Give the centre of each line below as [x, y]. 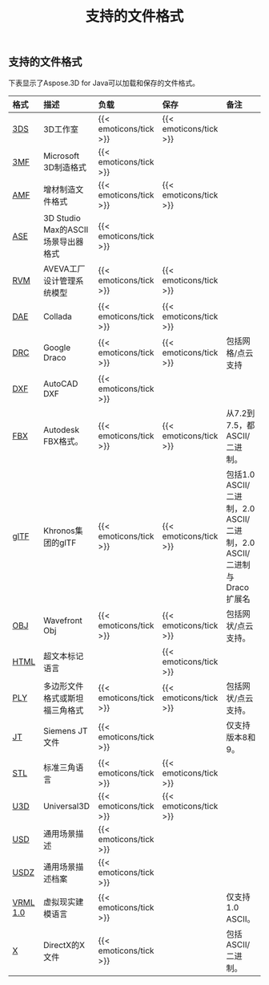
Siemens [59, 731]
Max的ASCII [66, 230]
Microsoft [61, 156]
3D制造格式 [64, 167]
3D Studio [62, 218]
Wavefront [62, 621]
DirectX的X [64, 945]
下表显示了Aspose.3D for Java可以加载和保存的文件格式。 [104, 83]
